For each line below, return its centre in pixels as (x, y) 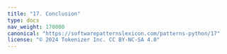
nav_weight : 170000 (36, 27)
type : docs (23, 20)
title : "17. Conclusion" (44, 14)
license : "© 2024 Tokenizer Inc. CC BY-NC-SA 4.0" (84, 40)
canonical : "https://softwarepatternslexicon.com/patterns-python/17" (114, 33)
